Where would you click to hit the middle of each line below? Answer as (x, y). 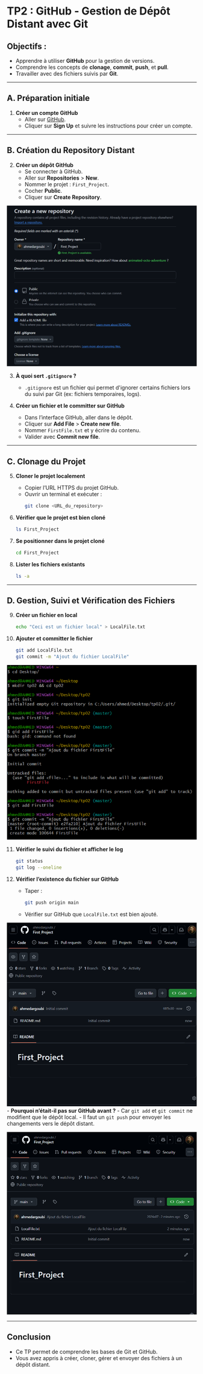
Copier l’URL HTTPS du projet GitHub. (72, 488)
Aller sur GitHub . (45, 119)
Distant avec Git (48, 24)
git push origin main (52, 903)
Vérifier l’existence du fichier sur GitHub (67, 879)
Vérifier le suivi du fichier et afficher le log (69, 849)
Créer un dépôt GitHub (45, 165)
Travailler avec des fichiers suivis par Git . (67, 73)
